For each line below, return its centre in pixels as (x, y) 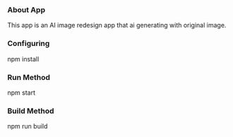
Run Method (29, 77)
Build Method (31, 111)
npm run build (28, 126)
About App (26, 10)
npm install (23, 59)
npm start (22, 93)
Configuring (29, 44)
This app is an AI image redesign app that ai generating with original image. (117, 25)
